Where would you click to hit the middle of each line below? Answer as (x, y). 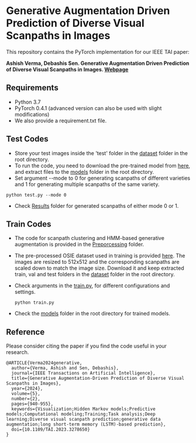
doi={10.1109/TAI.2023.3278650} (51, 430)
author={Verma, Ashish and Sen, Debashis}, (65, 368)
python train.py (34, 303)
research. (18, 352)
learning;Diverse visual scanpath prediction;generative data (83, 420)
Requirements (32, 88)
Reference (25, 332)
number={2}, (26, 399)
